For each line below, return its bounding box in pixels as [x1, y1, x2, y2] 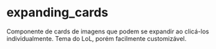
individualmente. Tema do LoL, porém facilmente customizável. [6, 34, 187, 42]
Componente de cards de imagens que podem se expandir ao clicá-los [6, 27, 209, 35]
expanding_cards [6, 5, 109, 20]
